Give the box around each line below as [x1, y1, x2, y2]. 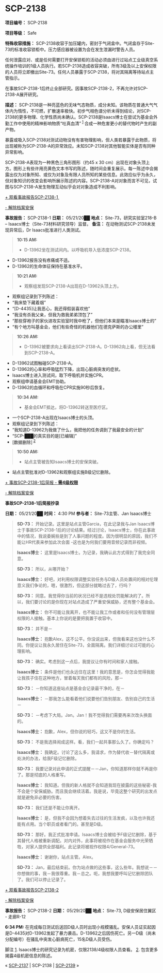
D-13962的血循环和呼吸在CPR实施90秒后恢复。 [12, 384, 108, 390]
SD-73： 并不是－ [16, 626, 53, 631]
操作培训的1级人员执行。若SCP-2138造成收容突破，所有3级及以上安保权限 [9, 63, 157, 69]
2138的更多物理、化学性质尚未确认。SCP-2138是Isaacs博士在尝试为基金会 [5, 114, 154, 120]
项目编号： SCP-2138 [5, 19, 48, 25]
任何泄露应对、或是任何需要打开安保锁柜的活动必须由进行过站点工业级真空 [5, 57, 154, 62]
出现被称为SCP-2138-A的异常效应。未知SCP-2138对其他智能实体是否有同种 [5, 143, 156, 149]
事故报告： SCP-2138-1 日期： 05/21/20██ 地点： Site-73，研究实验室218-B [5, 215, 157, 221]
